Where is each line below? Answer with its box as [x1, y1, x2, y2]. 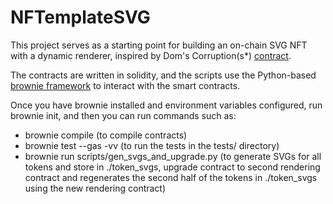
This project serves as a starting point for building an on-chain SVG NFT [10, 39, 308, 51]
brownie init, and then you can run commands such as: [10, 109, 237, 121]
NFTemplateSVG [10, 6, 151, 29]
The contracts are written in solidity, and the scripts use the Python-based [10, 69, 317, 81]
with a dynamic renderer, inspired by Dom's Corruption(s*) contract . [10, 49, 292, 61]
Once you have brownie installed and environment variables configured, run [10, 99, 323, 111]
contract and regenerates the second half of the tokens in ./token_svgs [24, 171, 318, 183]
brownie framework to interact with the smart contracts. [10, 79, 241, 91]
